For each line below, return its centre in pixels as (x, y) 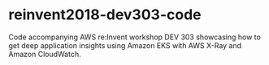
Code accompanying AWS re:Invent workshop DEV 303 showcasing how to (135, 37)
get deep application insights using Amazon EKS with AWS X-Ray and (125, 45)
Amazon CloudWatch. (45, 54)
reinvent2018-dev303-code (105, 15)
